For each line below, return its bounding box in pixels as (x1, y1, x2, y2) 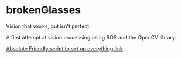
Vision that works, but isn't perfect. (6, 23, 91, 30)
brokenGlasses (6, 3, 81, 17)
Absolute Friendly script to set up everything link (6, 45, 123, 52)
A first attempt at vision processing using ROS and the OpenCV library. (6, 34, 177, 41)
